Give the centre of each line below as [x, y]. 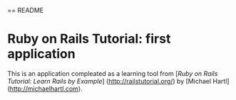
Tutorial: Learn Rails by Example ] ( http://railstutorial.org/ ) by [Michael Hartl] [118, 81]
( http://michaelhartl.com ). [45, 89]
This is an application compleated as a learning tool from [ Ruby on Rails [113, 73]
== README [26, 10]
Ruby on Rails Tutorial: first [89, 39]
